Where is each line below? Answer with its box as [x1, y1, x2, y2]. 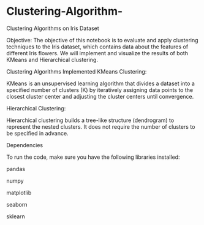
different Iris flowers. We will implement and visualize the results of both [6, 49, 189, 56]
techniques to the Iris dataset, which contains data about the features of [6, 43, 189, 50]
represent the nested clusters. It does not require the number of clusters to [6, 123, 195, 130]
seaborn [6, 200, 28, 208]
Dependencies [6, 141, 43, 148]
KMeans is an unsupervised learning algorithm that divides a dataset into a [6, 80, 195, 87]
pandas [6, 165, 26, 172]
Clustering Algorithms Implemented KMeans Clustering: [6, 67, 147, 75]
